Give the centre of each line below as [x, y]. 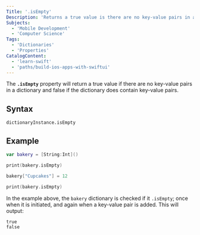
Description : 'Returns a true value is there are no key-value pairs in [98, 17]
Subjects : [18, 23]
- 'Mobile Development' [41, 28]
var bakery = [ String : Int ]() [42, 155]
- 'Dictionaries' [33, 45]
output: [15, 211]
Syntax [20, 109]
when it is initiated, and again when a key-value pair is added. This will [92, 204]
